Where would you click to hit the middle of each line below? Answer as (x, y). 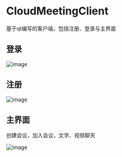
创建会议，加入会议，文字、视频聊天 (51, 135)
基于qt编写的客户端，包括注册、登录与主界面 (61, 28)
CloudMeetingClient (57, 11)
